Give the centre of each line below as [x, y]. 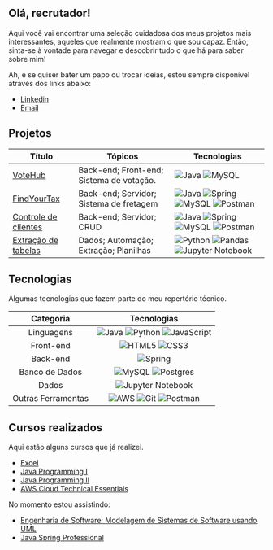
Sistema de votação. [117, 180]
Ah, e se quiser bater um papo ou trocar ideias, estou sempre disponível [129, 74]
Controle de [35, 216]
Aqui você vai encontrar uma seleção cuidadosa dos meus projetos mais [130, 33]
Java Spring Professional [62, 538]
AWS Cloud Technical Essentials [74, 489]
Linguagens [50, 333]
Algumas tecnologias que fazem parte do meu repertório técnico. [118, 299]
